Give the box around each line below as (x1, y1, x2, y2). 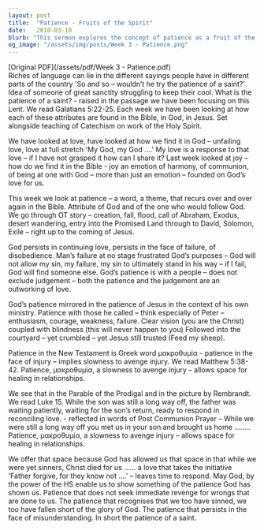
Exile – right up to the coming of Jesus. (8, 227, 136, 237)
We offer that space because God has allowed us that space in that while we (8, 454, 257, 464)
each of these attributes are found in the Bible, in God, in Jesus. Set (8, 113, 228, 122)
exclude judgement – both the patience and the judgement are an (8, 276, 221, 286)
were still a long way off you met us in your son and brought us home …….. (8, 423, 251, 432)
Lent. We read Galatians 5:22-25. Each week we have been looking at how (8, 104, 250, 114)
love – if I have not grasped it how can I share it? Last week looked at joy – (8, 153, 248, 162)
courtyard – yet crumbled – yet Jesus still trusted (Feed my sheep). (8, 333, 226, 343)
